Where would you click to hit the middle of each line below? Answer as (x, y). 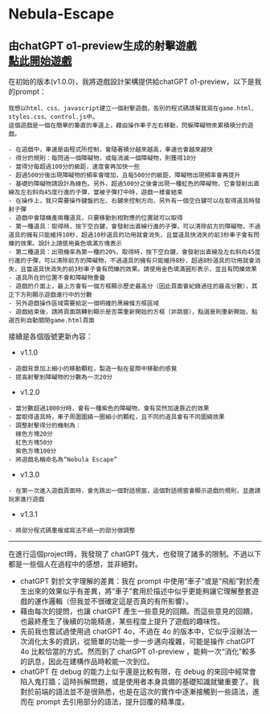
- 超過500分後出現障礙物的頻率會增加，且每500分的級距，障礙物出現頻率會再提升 (125, 175)
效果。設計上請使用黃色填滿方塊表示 (71, 244)
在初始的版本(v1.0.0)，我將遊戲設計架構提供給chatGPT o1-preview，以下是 (131, 82)
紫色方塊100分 (36, 451)
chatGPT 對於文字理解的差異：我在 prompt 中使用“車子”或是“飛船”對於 (136, 581)
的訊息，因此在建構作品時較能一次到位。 (87, 661)
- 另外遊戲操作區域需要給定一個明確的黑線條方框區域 (84, 303)
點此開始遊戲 (40, 61)
